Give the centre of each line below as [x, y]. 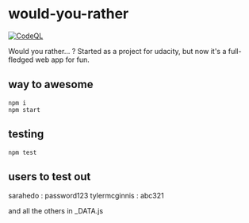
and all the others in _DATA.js [56, 211]
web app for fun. [62, 60]
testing [26, 135]
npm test [23, 152]
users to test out [50, 177]
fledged [21, 60]
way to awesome [51, 85]
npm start [25, 110]
